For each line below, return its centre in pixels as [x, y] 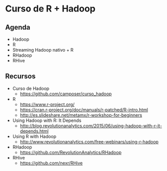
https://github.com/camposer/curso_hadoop [66, 94]
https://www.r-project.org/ [47, 104]
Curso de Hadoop [31, 88]
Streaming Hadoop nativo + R [43, 50]
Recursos [21, 76]
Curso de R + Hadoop [50, 9]
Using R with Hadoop [34, 136]
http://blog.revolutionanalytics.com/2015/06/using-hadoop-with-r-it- [91, 125]
